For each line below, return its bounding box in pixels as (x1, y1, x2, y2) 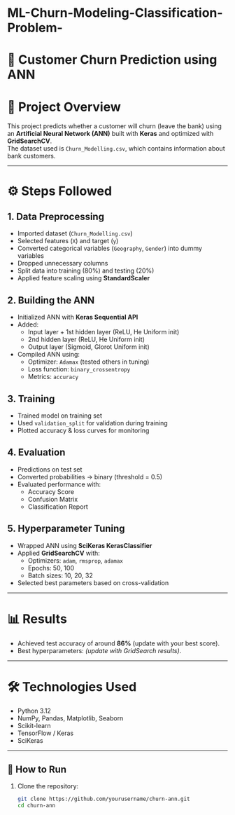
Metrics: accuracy (27, 373, 79, 381)
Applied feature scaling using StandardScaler (17, 274, 150, 282)
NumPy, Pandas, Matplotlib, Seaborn (17, 714, 124, 722)
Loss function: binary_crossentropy (27, 365, 131, 374)
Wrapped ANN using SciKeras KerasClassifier (17, 541, 152, 549)
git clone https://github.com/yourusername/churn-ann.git (17, 795, 190, 803)
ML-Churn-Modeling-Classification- (7, 5, 223, 21)
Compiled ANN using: (17, 350, 80, 359)
